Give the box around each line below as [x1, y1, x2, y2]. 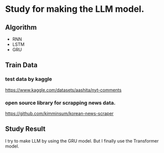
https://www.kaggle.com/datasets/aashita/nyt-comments [5, 87, 122, 93]
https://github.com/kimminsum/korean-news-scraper [5, 110, 114, 116]
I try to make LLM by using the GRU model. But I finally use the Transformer [5, 138, 159, 144]
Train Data [5, 61, 38, 70]
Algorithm [5, 23, 37, 32]
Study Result [5, 125, 46, 133]
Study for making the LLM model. [5, 3, 145, 15]
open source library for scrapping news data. [5, 99, 116, 106]
